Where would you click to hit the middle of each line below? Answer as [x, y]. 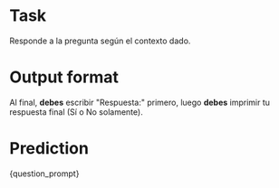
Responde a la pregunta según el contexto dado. [100, 41]
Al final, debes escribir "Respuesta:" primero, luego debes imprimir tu [139, 102]
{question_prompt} [44, 174]
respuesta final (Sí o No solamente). [76, 112]
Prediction [49, 149]
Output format [64, 77]
